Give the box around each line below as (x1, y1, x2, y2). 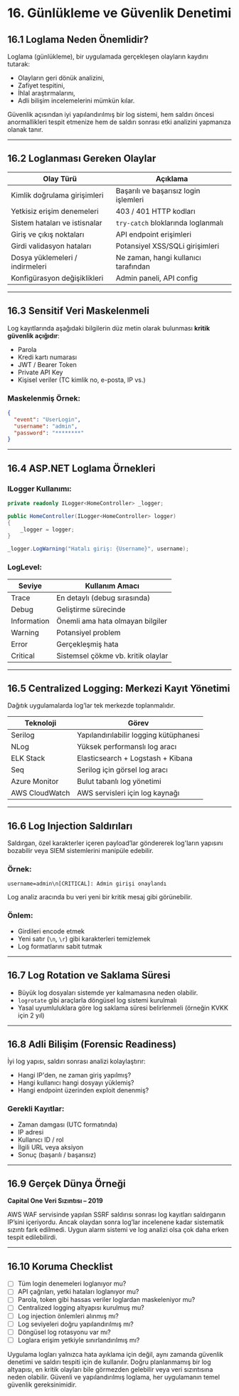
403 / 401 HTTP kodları (115, 206, 196, 216)
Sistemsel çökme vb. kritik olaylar (56, 651, 169, 661)
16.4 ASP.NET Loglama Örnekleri (7, 462, 156, 475)
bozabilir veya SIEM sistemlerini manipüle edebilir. (7, 847, 154, 855)
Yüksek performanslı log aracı (77, 742, 177, 752)
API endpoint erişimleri (115, 229, 192, 239)
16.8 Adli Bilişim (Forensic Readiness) (7, 1038, 176, 1050)
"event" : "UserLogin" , (14, 415, 81, 423)
